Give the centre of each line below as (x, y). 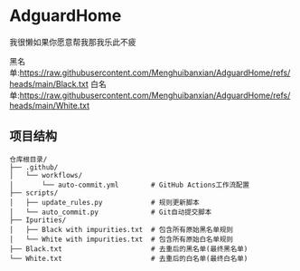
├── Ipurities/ (38, 220)
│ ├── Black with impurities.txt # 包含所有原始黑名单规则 (121, 229)
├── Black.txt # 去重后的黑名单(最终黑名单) (129, 249)
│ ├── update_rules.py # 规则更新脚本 (105, 202)
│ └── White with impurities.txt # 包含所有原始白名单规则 (121, 239)
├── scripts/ (34, 193)
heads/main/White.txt (50, 105)
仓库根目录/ (28, 160)
